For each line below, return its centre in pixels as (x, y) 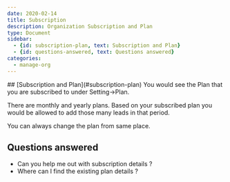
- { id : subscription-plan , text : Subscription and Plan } (97, 45)
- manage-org (32, 65)
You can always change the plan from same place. (79, 125)
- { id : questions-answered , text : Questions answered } (94, 52)
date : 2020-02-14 (32, 13)
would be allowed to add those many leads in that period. (89, 112)
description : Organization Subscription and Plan (80, 26)
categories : (24, 59)
